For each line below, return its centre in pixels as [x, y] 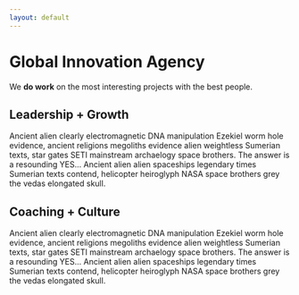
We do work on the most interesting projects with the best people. [131, 87]
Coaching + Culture [65, 211]
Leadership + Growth [69, 114]
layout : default [39, 17]
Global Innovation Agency [107, 61]
